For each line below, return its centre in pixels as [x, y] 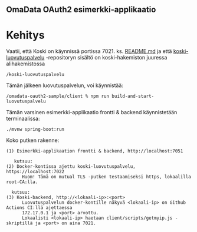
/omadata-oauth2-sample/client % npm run [58, 97]
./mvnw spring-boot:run [35, 130]
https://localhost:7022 [35, 172]
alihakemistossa [26, 64]
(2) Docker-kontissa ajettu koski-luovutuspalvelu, [71, 167]
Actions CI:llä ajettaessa [39, 208]
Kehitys [26, 35]
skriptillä [19, 223]
